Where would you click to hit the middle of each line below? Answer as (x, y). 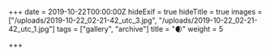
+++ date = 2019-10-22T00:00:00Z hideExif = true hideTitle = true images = (135, 12)
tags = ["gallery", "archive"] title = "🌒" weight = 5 (140, 29)
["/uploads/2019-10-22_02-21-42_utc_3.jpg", (83, 20)
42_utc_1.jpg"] (32, 29)
